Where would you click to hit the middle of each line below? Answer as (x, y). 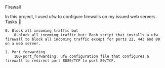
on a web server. (23, 44)
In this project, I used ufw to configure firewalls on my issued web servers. (81, 16)
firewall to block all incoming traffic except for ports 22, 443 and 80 (83, 39)
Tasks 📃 (13, 22)
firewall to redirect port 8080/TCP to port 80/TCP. (61, 61)
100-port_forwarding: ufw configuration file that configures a (82, 56)
